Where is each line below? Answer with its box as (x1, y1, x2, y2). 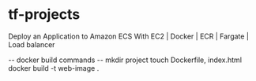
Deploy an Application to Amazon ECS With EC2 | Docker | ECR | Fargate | (8, 31, 249, 41)
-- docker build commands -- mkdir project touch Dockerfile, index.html (8, 55, 243, 64)
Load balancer (8, 39, 55, 49)
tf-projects (8, 6, 81, 24)
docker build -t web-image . (8, 63, 100, 72)
